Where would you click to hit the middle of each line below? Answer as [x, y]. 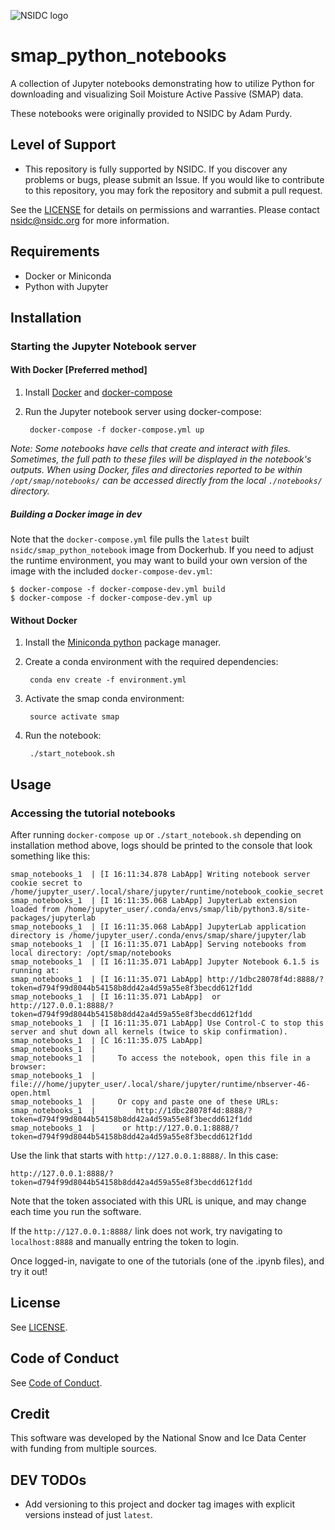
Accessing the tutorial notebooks [93, 813]
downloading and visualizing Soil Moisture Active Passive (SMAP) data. [157, 94]
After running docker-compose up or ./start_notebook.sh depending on [156, 834]
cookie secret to [46, 883]
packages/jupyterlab [53, 918]
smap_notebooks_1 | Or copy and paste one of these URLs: [145, 1101]
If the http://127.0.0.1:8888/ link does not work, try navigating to [146, 1231]
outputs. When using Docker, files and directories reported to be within [156, 470]
